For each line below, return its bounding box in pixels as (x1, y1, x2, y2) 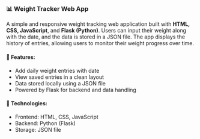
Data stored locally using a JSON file (14, 79, 106, 87)
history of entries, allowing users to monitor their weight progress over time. (6, 40, 194, 47)
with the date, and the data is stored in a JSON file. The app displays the (6, 33, 185, 40)
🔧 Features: (6, 53, 35, 61)
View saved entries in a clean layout (14, 73, 104, 81)
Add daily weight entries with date (14, 67, 100, 74)
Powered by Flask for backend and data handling (14, 86, 136, 93)
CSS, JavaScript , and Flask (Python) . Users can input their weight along (6, 27, 187, 34)
